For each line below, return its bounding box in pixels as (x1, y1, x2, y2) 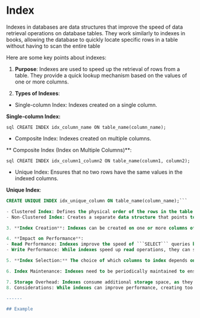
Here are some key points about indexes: (6, 54, 107, 61)
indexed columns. (14, 174, 58, 182)
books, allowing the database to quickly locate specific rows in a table (6, 36, 179, 43)
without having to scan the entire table (6, 42, 101, 50)
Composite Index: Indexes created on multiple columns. (14, 135, 152, 142)
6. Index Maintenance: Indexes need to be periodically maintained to (6, 268, 185, 274)
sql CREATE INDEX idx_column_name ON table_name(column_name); (6, 124, 167, 130)
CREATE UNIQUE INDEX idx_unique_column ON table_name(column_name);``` (6, 197, 187, 203)
